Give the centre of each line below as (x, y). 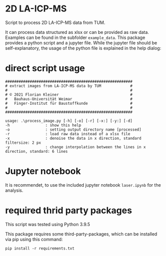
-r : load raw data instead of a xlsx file (68, 134)
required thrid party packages (69, 211)
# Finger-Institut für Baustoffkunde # (69, 103)
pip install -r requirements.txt (40, 248)
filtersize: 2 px (23, 143)
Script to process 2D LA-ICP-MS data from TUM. (55, 22)
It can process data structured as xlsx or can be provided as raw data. (77, 32)
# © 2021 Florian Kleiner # (69, 95)
